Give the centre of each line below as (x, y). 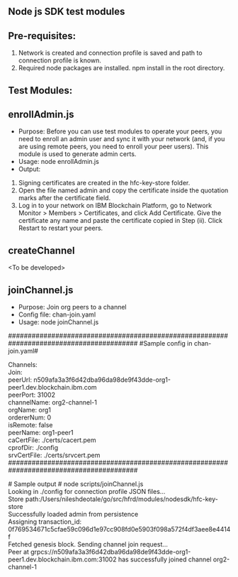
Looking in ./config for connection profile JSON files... (87, 492)
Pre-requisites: (42, 36)
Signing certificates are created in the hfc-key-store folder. (104, 183)
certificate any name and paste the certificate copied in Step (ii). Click (120, 221)
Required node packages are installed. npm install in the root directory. (121, 68)
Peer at (18, 552)
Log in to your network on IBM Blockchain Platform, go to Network (115, 206)
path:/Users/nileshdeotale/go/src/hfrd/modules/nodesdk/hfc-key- (121, 499)
